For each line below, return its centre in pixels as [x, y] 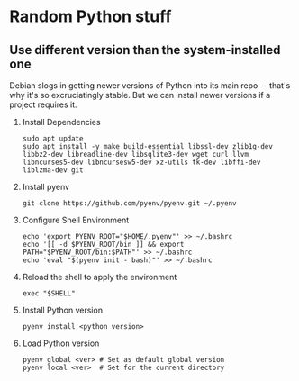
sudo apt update [53, 139]
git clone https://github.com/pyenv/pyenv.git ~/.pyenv [129, 204]
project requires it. [44, 104]
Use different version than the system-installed [145, 50]
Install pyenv [46, 187]
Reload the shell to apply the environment [100, 277]
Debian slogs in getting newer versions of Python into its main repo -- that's [150, 86]
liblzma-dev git [53, 170]
